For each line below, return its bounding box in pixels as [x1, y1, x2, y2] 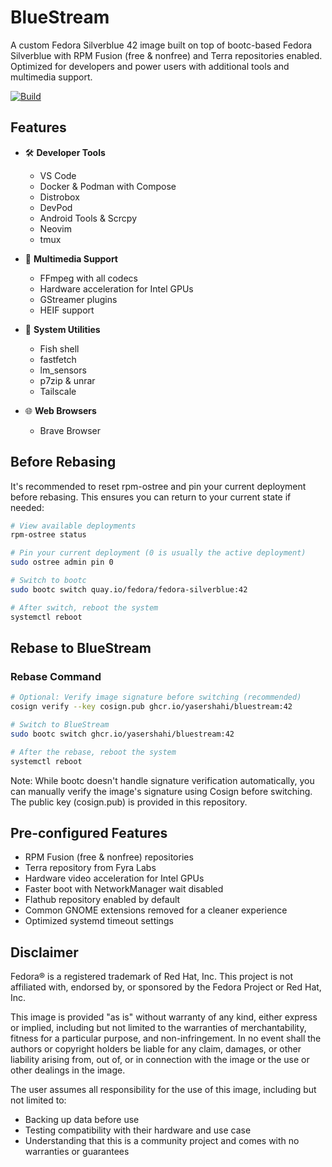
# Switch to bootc [10, 576, 87, 586]
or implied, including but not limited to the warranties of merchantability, [10, 1022, 307, 1034]
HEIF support [39, 304, 95, 316]
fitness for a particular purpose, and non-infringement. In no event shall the [10, 1032, 322, 1045]
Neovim [39, 222, 72, 235]
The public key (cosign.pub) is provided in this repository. [10, 796, 248, 808]
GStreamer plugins [39, 293, 118, 305]
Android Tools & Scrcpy [39, 212, 138, 224]
